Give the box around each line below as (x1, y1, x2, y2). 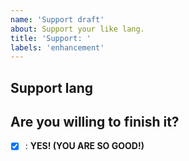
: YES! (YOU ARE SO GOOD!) (24, 140, 145, 152)
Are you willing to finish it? (10, 114, 180, 131)
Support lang (10, 79, 94, 96)
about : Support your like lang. (10, 24, 145, 34)
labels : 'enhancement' (10, 42, 105, 53)
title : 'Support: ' (10, 33, 92, 43)
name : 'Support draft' (10, 14, 105, 25)
